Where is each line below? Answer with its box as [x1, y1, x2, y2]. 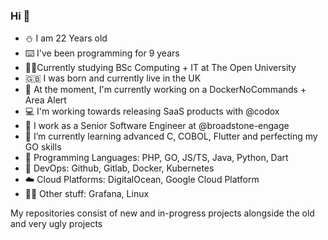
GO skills [24, 141, 62, 153]
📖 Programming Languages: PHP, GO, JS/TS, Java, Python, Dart [24, 152, 289, 164]
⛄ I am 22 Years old [24, 32, 108, 44]
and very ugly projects [10, 218, 103, 230]
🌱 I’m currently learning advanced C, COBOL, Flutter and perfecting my [24, 130, 318, 143]
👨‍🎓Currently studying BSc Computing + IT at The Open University [24, 62, 297, 74]
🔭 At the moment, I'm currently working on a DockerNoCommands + [24, 84, 307, 96]
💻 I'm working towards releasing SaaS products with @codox [24, 105, 280, 118]
